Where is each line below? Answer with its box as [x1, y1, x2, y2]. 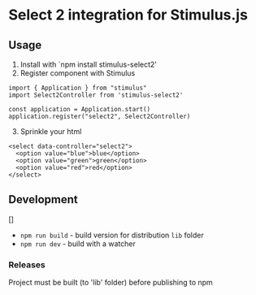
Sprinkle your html [20, 127, 82, 136]
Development [8, 193, 79, 206]
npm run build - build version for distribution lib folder [20, 230, 205, 240]
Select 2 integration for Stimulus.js [8, 6, 248, 24]
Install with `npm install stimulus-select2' [20, 59, 157, 69]
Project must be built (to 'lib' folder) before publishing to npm [8, 278, 213, 288]
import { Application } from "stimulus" [8, 84, 148, 92]
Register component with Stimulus [20, 68, 136, 78]
